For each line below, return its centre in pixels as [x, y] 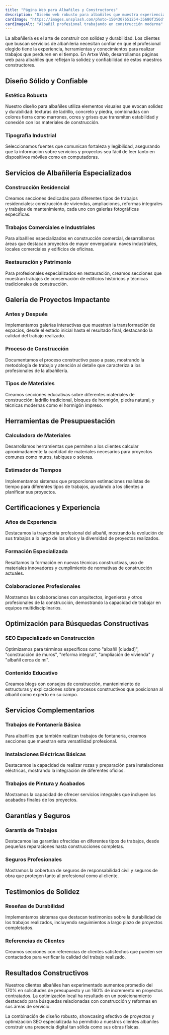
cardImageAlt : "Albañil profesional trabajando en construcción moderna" [84, 24]
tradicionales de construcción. [37, 284]
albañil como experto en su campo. [42, 695]
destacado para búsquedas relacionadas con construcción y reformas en [81, 1001]
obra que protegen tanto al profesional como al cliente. [62, 876]
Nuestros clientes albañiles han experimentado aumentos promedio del [79, 985]
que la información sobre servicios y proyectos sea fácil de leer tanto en [80, 152]
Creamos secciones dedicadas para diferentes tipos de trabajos [72, 198]
